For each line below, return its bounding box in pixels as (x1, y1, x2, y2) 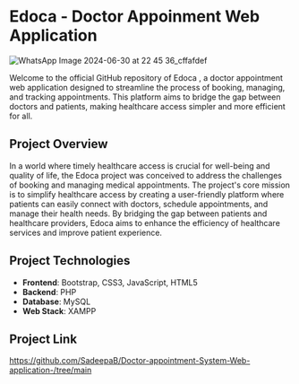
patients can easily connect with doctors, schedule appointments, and (9, 198, 269, 209)
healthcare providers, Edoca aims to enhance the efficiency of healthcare (9, 217, 280, 228)
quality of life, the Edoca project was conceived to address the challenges (9, 170, 282, 180)
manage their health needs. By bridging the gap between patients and (9, 208, 268, 219)
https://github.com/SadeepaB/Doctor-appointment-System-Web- (9, 355, 251, 366)
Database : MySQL (21, 296, 91, 307)
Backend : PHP (21, 286, 77, 297)
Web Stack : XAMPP (21, 305, 97, 316)
